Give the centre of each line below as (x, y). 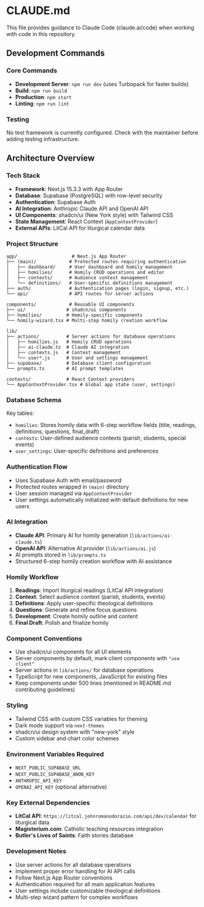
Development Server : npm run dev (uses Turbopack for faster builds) (102, 84)
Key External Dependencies (48, 803)
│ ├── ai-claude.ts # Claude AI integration (68, 347)
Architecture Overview (51, 158)
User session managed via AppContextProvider (74, 493)
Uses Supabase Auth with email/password (68, 480)
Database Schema (34, 399)
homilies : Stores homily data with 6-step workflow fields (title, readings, (106, 425)
